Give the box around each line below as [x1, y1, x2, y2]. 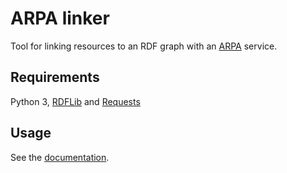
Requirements [10, 69, 100, 86]
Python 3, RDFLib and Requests [10, 95, 141, 107]
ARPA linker [10, 7, 110, 30]
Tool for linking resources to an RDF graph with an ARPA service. [10, 40, 278, 52]
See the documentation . [10, 151, 110, 163]
